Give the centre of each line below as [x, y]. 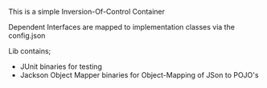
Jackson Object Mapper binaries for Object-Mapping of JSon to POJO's [139, 75]
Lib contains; [30, 51]
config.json [27, 36]
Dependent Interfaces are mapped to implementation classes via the [122, 27]
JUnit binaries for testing [61, 66]
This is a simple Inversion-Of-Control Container [87, 12]
